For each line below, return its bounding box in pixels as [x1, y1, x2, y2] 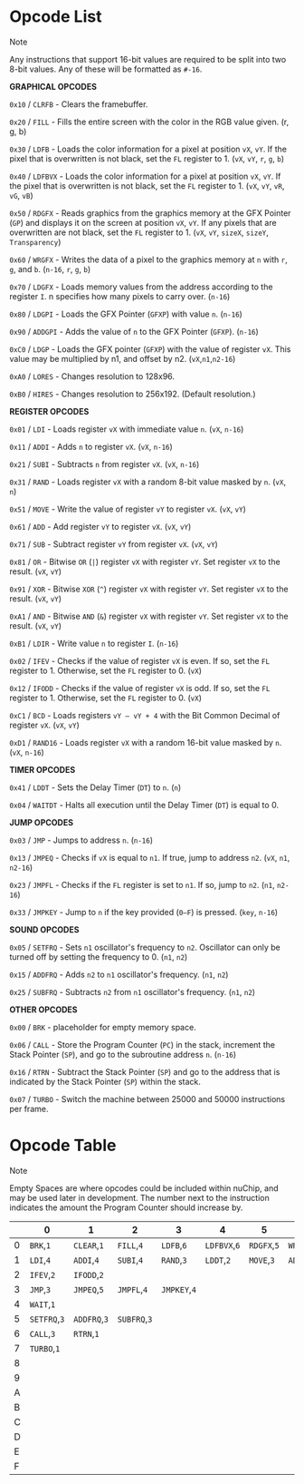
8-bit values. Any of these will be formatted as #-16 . [9, 63, 203, 74]
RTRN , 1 [73, 1327, 100, 1340]
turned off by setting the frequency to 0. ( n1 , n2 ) [9, 951, 188, 962]
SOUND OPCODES [9, 923, 80, 935]
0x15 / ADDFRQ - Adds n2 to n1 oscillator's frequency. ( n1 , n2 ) [9, 969, 229, 980]
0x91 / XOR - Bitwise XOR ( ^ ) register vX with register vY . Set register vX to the [9, 583, 289, 594]
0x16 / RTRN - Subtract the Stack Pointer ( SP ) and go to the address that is [9, 1066, 280, 1077]
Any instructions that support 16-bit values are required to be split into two [9, 54, 287, 64]
